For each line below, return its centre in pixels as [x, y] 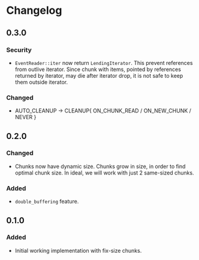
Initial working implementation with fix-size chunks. [78, 250]
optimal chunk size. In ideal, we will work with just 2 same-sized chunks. [104, 173]
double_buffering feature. [47, 202]
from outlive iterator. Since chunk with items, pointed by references [98, 69]
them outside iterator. [41, 82]
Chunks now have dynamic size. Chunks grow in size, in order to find [100, 166]
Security [19, 50]
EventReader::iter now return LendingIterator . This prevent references [104, 63]
